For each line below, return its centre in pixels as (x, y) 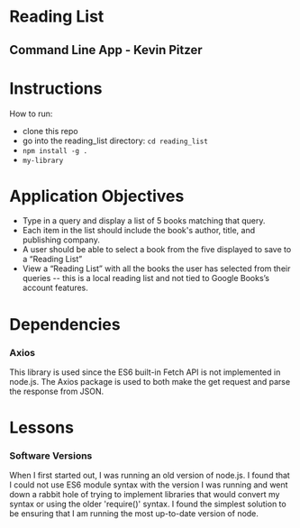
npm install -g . (55, 150)
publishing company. (61, 240)
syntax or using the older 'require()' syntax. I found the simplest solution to (148, 504)
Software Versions (51, 456)
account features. (55, 288)
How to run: (31, 114)
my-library (43, 160)
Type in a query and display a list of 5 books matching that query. (144, 221)
